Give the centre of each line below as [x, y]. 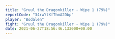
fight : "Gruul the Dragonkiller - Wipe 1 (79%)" [58, 24]
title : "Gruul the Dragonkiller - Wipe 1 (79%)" [58, 10]
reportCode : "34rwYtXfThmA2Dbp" [39, 15]
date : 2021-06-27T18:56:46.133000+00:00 [49, 29]
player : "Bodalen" [25, 19]
